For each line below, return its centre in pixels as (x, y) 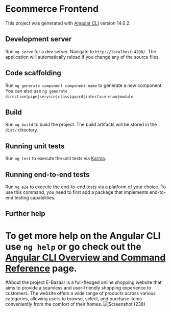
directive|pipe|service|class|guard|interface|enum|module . (70, 96)
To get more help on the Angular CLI (83, 236)
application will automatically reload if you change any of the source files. (82, 57)
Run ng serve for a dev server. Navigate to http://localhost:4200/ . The (81, 51)
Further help (26, 214)
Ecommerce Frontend (52, 9)
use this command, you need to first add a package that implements (77, 192)
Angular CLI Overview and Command (86, 258)
